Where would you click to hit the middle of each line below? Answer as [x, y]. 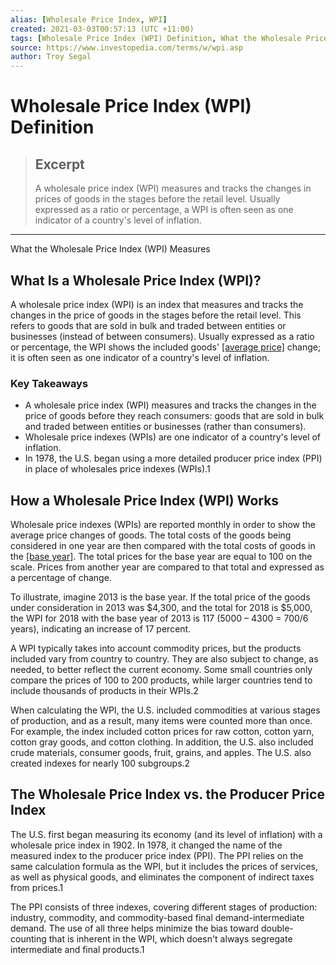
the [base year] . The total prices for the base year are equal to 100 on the [161, 557]
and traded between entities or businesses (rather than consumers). [165, 427]
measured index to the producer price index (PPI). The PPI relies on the [157, 855]
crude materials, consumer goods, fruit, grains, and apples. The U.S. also [161, 753]
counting [28, 938]
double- [277, 928]
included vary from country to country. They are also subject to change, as [164, 659]
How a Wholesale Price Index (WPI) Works [145, 500]
